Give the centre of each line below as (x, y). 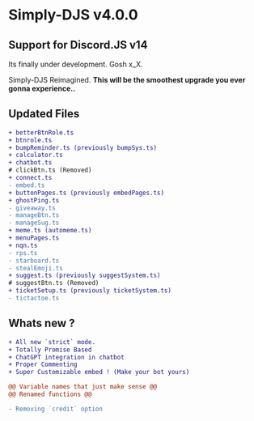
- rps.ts (23, 253)
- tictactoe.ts (34, 298)
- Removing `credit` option (56, 409)
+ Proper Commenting (43, 365)
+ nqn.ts (23, 245)
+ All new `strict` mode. (52, 342)
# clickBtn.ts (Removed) (50, 170)
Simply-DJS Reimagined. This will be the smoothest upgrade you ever (127, 80)
